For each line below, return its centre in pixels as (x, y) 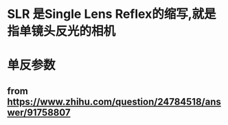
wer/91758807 (39, 112)
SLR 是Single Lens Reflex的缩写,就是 (112, 14)
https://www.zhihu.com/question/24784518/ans (114, 101)
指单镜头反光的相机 (61, 31)
